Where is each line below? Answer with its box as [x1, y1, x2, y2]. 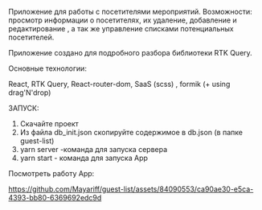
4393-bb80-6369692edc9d [8, 193, 102, 202]
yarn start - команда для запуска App [19, 153, 149, 163]
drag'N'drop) [8, 88, 51, 97]
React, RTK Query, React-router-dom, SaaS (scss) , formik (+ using [8, 80, 231, 89]
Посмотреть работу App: [8, 169, 95, 178]
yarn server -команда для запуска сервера [19, 145, 168, 154]
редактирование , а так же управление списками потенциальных [8, 24, 235, 33]
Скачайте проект [19, 119, 79, 128]
